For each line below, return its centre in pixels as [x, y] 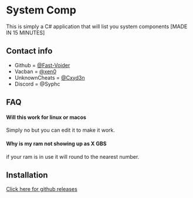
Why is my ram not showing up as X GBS [56, 144]
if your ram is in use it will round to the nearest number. [73, 156]
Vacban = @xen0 [35, 71]
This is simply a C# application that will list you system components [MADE [97, 26]
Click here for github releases [42, 189]
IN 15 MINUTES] [26, 32]
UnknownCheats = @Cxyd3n [50, 77]
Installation [27, 175]
